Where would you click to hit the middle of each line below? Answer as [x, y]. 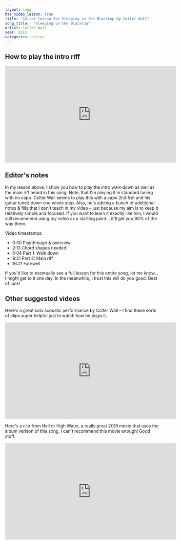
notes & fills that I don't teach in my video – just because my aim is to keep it [82, 208]
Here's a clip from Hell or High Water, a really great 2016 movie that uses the [82, 426]
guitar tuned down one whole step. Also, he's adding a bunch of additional [80, 203]
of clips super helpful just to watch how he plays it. [56, 316]
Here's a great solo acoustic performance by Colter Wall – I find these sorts [81, 310]
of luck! [13, 283]
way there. [16, 223]
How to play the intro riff [43, 57]
